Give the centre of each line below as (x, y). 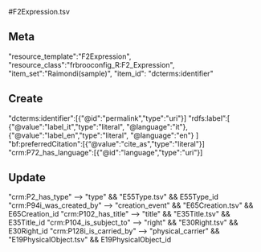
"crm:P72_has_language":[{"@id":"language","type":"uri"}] (106, 152)
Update (27, 178)
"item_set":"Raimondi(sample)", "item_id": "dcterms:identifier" (111, 73)
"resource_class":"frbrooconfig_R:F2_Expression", (92, 64)
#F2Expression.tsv (39, 12)
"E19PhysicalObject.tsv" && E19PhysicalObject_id (90, 240)
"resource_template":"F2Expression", (70, 56)
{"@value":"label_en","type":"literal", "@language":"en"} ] (104, 135)
